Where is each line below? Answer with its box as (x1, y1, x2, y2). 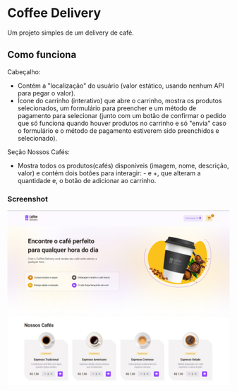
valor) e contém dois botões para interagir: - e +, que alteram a (17, 168, 201, 177)
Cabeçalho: (7, 67, 41, 76)
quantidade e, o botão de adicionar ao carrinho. (17, 176, 157, 185)
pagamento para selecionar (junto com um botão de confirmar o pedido (17, 111, 226, 119)
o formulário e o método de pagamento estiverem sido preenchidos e (17, 126, 220, 135)
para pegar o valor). (17, 88, 76, 97)
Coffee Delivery (7, 5, 102, 21)
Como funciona (7, 49, 77, 61)
